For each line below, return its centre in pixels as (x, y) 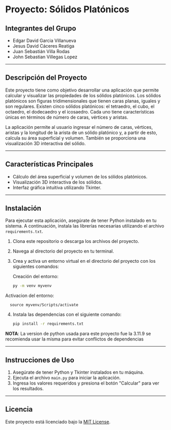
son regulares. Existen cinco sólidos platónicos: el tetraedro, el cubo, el (80, 106)
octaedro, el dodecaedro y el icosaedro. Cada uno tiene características (80, 111)
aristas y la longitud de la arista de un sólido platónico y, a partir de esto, (81, 132)
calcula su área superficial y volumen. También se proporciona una (76, 138)
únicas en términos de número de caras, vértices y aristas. (67, 117)
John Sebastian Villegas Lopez (45, 57)
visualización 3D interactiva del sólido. (46, 143)
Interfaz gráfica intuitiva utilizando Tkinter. (57, 187)
